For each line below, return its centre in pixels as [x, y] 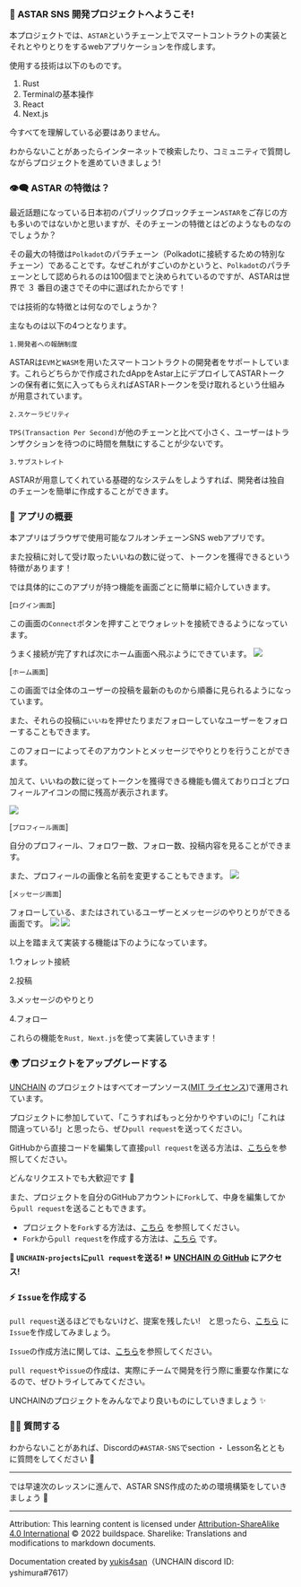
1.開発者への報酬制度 [43, 344]
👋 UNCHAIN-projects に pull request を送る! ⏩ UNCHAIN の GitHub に [134, 1258]
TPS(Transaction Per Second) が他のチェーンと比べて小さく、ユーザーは [142, 432]
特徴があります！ [41, 568]
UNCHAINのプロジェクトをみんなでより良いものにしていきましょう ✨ [138, 1400]
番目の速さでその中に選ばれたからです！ [112, 287]
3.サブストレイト [37, 462]
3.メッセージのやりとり [52, 999]
